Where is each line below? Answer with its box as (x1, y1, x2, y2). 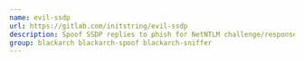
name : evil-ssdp (9, 13, 71, 22)
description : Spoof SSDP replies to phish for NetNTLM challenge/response (9, 30, 298, 39)
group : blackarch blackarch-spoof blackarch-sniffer (9, 38, 213, 48)
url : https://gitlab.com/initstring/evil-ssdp (9, 22, 188, 30)
